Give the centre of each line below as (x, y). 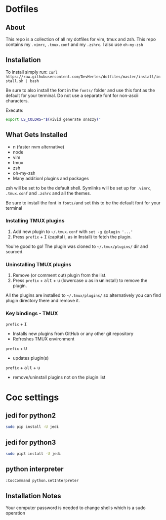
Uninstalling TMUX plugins (39, 264)
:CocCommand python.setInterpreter (42, 480)
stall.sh (15, 81)
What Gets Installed (37, 135)
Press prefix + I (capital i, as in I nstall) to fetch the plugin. (72, 236)
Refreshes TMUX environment (43, 339)
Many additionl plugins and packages (51, 178)
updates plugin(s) (31, 358)
